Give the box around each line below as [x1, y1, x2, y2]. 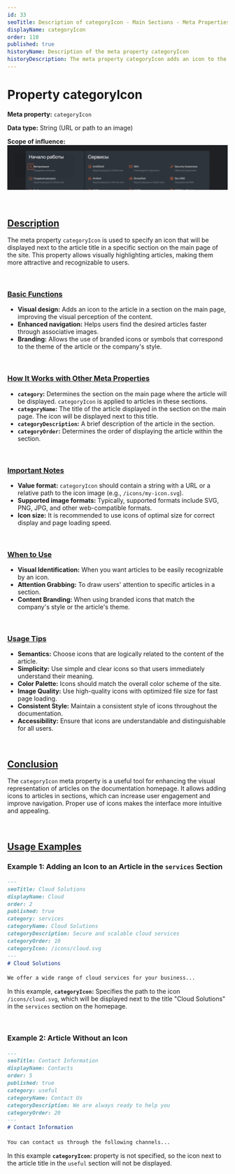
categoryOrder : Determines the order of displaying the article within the [17, 426, 223, 435]
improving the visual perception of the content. [17, 313, 153, 321]
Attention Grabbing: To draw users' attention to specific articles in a [17, 581, 215, 589]
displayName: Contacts [7, 1065, 73, 1072]
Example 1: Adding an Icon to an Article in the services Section [7, 861, 223, 871]
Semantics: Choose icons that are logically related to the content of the [17, 649, 225, 659]
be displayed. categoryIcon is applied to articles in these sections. [17, 397, 208, 405]
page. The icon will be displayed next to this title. [17, 412, 159, 420]
